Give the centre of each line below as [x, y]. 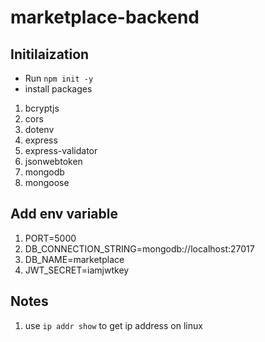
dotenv [39, 129]
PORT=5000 [50, 238]
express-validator [61, 150]
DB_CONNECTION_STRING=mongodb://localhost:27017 [139, 248]
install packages [58, 89]
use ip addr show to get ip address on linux [113, 325]
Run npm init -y [59, 78]
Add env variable [64, 214]
